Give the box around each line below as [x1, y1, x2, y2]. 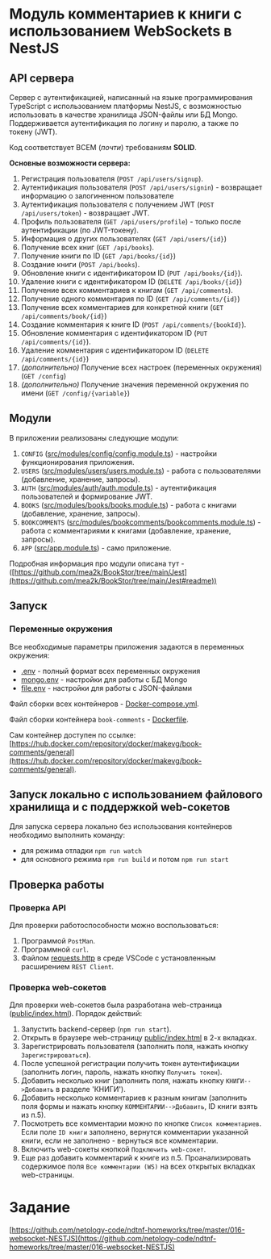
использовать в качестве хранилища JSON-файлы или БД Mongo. [9, 110, 239, 119]
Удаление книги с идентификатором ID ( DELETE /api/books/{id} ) [20, 277, 243, 287]
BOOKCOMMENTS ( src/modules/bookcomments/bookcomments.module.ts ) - [20, 517, 261, 527]
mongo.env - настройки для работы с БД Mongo [20, 675, 188, 684]
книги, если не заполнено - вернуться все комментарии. [20, 1136, 219, 1146]
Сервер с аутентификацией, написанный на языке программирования [9, 93, 253, 102]
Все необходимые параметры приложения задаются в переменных [9, 642, 244, 651]
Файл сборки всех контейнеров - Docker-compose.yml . [9, 699, 200, 709]
